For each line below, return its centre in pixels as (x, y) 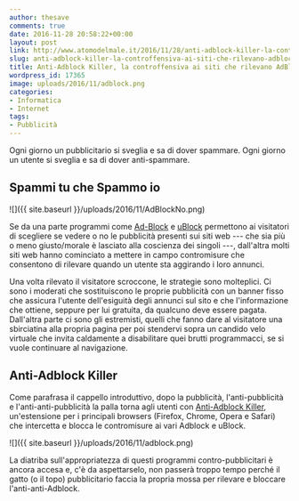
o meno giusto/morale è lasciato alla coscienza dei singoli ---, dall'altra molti (149, 245)
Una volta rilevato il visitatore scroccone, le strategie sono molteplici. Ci (140, 281)
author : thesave (39, 17)
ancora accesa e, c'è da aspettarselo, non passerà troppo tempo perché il (145, 469)
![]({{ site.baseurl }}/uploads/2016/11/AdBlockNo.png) (107, 209)
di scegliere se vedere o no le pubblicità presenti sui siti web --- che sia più (147, 236)
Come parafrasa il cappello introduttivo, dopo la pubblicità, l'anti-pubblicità (146, 397)
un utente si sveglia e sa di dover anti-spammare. (100, 160)
